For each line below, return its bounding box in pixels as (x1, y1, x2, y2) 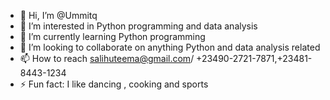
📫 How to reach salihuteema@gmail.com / (19, 53, 195, 64)
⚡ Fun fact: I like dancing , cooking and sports (19, 78, 209, 90)
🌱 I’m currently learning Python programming (19, 31, 206, 42)
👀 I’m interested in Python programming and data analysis (19, 20, 258, 32)
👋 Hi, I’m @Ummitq (19, 10, 98, 21)
